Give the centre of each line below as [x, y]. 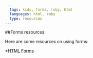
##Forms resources [25, 32]
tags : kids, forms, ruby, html [41, 9]
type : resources [26, 18]
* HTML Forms [19, 51]
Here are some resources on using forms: [47, 42]
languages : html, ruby [32, 14]
